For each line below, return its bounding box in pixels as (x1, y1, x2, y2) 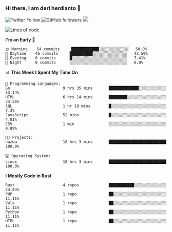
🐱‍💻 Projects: (5, 135, 33, 140)
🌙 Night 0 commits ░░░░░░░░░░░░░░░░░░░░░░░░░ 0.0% (5, 60, 144, 66)
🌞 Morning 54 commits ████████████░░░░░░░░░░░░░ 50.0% (5, 47, 147, 52)
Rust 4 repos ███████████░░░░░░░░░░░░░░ (5, 183, 167, 188)
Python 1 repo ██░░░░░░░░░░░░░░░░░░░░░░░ (5, 209, 167, 215)
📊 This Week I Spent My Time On (5, 69, 78, 76)
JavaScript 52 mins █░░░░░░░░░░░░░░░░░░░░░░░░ (5, 113, 167, 118)
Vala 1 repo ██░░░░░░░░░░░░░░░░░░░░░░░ (5, 201, 167, 206)
